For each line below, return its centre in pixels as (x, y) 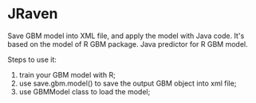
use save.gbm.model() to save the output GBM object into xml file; (128, 83)
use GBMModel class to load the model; (85, 91)
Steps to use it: (32, 59)
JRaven (33, 14)
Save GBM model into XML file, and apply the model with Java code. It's (126, 36)
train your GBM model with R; (67, 74)
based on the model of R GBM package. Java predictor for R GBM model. (128, 44)
